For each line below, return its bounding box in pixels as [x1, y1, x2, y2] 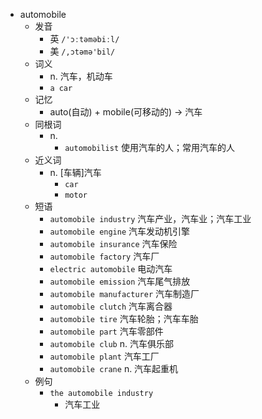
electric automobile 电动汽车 [49, 263, 173, 274]
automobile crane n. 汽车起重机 [49, 363, 179, 374]
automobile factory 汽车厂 [49, 250, 160, 262]
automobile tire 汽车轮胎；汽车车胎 [49, 313, 199, 324]
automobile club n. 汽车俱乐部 [49, 338, 174, 349]
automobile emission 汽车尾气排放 [49, 275, 191, 287]
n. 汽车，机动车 [49, 70, 113, 82]
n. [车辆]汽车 [49, 167, 102, 178]
